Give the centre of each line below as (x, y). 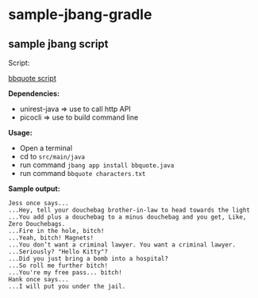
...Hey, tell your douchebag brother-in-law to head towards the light (129, 210)
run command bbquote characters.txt (83, 173)
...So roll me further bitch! (58, 266)
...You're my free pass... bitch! (65, 273)
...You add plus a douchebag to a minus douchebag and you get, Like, (127, 217)
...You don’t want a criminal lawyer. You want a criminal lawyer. (122, 245)
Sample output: (35, 189)
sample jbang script (58, 44)
